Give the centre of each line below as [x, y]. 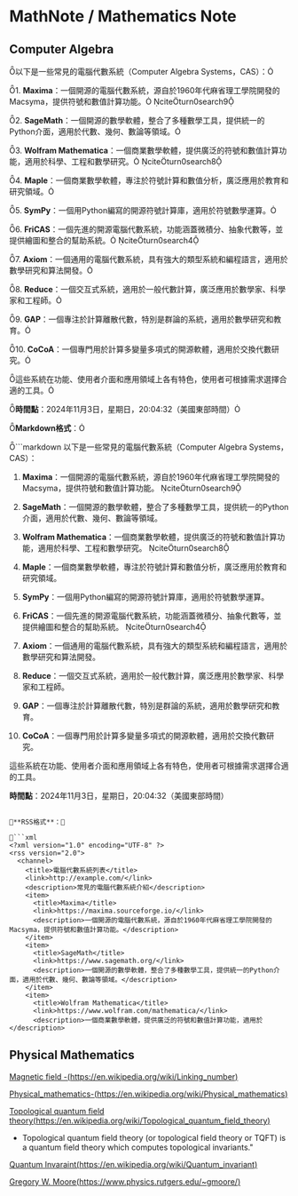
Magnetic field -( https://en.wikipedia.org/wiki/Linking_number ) [124, 1076]
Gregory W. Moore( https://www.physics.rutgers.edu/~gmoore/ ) [125, 1181]
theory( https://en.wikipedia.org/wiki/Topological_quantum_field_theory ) [140, 1120]
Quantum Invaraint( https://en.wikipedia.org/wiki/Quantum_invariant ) [133, 1164]
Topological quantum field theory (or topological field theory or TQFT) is [154, 1137]
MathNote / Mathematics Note [123, 16]
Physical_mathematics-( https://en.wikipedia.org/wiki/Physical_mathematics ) [149, 1094]
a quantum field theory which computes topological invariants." [137, 1147]
